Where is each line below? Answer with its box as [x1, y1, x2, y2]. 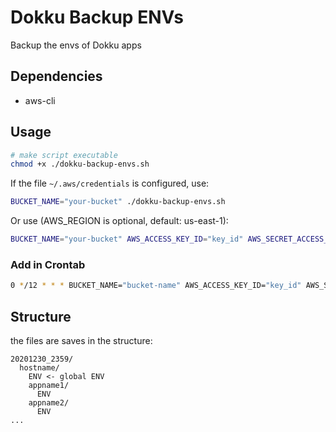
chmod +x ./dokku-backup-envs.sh [10, 159, 150, 170]
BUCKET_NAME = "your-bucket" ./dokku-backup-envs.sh [10, 197, 226, 207]
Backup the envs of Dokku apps [10, 39, 142, 51]
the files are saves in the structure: [10, 335, 153, 347]
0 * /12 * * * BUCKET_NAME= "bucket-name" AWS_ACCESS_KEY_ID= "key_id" [10, 281, 302, 291]
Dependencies [10, 68, 103, 85]
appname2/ [28, 398, 70, 408]
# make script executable [10, 150, 118, 160]
